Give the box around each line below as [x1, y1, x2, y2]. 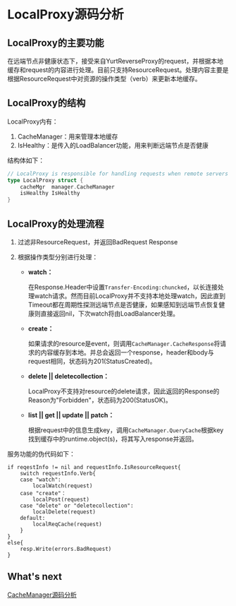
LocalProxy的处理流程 [7, 218, 104, 230]
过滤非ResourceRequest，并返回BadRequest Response [17, 238, 178, 246]
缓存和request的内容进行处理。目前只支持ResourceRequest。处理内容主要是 [7, 66, 229, 74]
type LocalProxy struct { [7, 177, 83, 184]
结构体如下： [7, 156, 44, 165]
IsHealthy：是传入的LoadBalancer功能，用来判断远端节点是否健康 [17, 141, 209, 149]
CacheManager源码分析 [7, 590, 77, 599]
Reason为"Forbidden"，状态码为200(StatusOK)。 [27, 396, 173, 404]
